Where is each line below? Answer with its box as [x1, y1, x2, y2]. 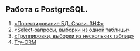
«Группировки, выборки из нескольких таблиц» [13, 32, 134, 39]
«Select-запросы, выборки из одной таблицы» [13, 26, 130, 33]
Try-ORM [13, 38, 36, 45]
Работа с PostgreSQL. [5, 5, 88, 14]
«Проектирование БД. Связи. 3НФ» [13, 20, 104, 27]
